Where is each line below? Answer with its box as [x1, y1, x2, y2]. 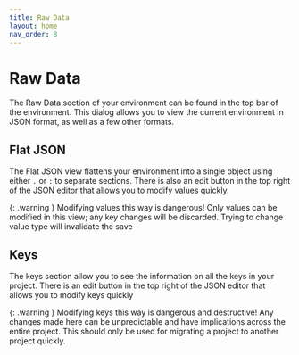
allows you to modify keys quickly [9, 289, 134, 300]
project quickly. [9, 335, 66, 346]
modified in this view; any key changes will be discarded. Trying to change [9, 211, 284, 223]
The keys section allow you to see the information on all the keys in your [9, 270, 275, 281]
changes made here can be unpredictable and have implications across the [9, 316, 286, 326]
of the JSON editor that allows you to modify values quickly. [9, 185, 229, 196]
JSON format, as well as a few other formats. [9, 117, 175, 128]
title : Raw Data [9, 12, 70, 22]
